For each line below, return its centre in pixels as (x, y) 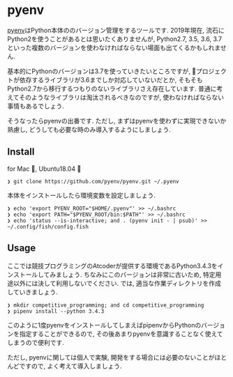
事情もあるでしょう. (36, 106)
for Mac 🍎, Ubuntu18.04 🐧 (44, 169)
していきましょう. (32, 292)
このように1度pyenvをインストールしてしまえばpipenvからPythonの (104, 325)
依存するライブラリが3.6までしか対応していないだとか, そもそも (111, 79)
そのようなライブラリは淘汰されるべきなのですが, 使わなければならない (121, 97)
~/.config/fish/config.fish (48, 226)
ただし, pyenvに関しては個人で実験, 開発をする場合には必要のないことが (111, 357)
